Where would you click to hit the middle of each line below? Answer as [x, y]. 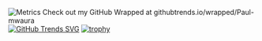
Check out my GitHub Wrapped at [97, 12]
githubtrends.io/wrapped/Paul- [204, 12]
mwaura [21, 20]
